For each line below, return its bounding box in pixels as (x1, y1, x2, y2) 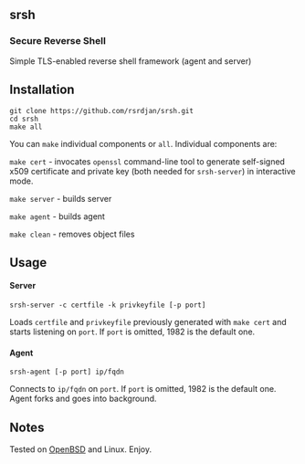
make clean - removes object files (9, 228, 135, 239)
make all (9, 122, 43, 132)
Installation (9, 82, 75, 98)
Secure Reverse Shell (9, 35, 107, 47)
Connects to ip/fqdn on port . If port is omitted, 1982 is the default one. (9, 384, 277, 395)
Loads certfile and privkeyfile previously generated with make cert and (9, 317, 288, 328)
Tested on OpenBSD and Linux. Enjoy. (9, 444, 152, 455)
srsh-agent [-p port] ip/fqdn (9, 367, 125, 377)
